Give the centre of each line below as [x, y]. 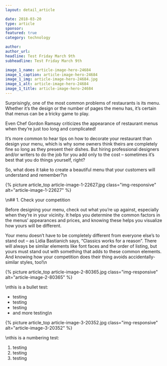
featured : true [21, 33]
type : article [20, 24]
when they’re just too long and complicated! [51, 128]
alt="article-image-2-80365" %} [39, 277]
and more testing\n [32, 313]
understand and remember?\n [36, 175]
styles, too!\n [33, 262]
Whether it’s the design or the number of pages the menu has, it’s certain [81, 108]
